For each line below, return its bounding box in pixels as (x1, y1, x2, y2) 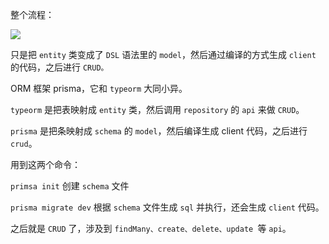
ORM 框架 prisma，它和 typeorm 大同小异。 (10, 83, 188, 94)
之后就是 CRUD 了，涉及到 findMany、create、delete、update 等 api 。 (10, 223, 292, 234)
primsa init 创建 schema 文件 (10, 180, 130, 192)
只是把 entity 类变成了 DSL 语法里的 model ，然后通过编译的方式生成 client (10, 49, 317, 60)
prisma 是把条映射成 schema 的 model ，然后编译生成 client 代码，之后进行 (10, 125, 308, 137)
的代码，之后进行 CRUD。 (10, 61, 109, 73)
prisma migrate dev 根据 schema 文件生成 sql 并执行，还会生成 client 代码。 (10, 201, 325, 213)
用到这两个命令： (10, 159, 81, 170)
